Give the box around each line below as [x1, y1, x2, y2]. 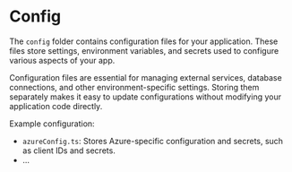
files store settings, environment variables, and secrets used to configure [9, 45, 279, 56]
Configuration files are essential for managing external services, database [9, 72, 282, 82]
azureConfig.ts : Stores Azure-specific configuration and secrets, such [21, 135, 284, 146]
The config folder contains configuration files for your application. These [9, 36, 279, 47]
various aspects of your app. [9, 55, 116, 65]
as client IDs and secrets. [21, 145, 116, 156]
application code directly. [9, 100, 103, 111]
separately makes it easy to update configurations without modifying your [9, 91, 282, 102]
